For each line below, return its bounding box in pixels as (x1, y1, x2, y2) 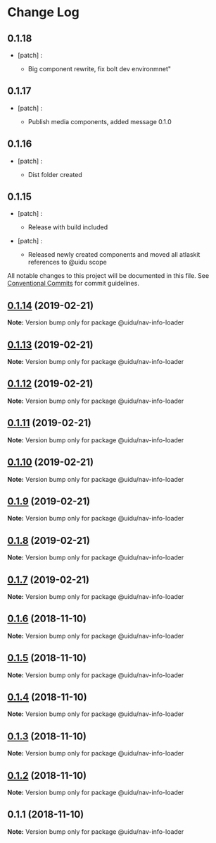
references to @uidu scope (27, 258, 107, 267)
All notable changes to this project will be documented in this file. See (7, 272, 210, 280)
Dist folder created (27, 170, 82, 178)
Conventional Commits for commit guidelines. (7, 279, 139, 288)
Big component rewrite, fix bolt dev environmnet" (27, 65, 171, 73)
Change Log (7, 4, 80, 20)
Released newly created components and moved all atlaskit (27, 250, 201, 259)
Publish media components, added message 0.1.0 (27, 117, 172, 126)
